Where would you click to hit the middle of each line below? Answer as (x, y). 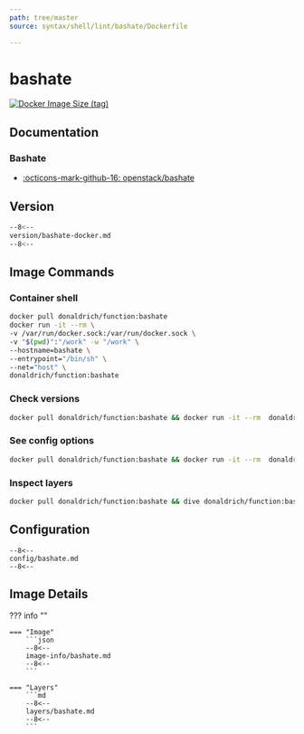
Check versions (44, 399)
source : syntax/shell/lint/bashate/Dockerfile (99, 26)
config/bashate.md (44, 558)
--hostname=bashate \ (50, 350)
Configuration (50, 530)
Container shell (44, 298)
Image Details (49, 594)
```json (40, 640)
